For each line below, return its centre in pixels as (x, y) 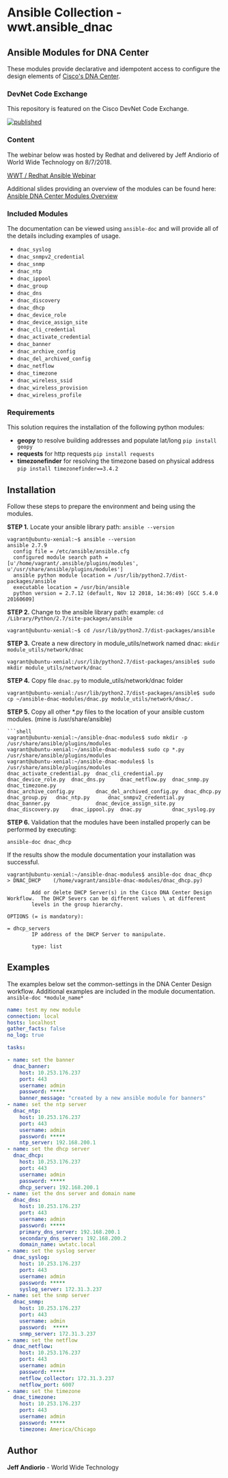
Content (21, 140)
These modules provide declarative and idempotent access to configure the (114, 69)
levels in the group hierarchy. (78, 905)
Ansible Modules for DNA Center (78, 52)
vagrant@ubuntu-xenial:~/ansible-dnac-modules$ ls (81, 762)
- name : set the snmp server (48, 1296)
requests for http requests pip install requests (86, 454)
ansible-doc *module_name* (45, 998)
